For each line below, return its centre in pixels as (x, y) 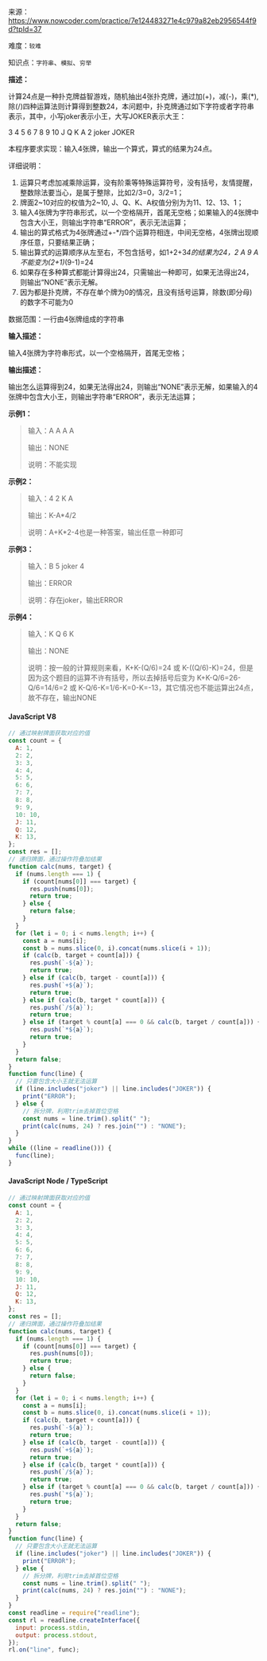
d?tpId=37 (25, 29)
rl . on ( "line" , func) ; (44, 1650)
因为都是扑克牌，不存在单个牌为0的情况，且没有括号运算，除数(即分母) (136, 292)
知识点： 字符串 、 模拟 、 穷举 (50, 63)
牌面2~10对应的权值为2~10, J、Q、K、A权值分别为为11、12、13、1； (132, 202)
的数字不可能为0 (46, 302)
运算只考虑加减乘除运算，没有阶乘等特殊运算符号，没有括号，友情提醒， (138, 183)
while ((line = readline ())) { (60, 1149)
